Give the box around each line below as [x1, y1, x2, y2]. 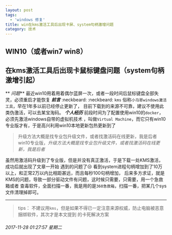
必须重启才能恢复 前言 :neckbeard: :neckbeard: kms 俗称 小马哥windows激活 [14, 97, 167, 103]
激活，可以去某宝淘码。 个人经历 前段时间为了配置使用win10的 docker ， [14, 110, 164, 116]
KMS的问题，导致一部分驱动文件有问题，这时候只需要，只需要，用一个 [5, 176, 155, 183]
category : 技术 [5, 27, 36, 32]
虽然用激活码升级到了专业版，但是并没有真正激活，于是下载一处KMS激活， [5, 157, 164, 164]
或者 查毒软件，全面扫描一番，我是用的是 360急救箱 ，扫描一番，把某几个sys [9, 183, 167, 189]
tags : [5, 12, 17, 17]
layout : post [5, 7, 33, 13]
